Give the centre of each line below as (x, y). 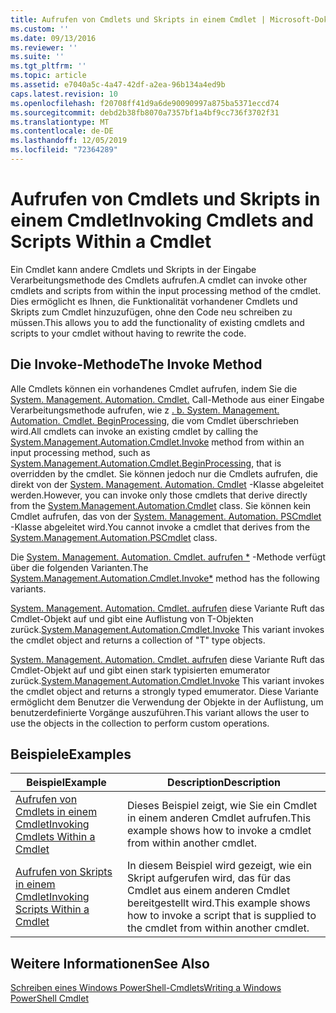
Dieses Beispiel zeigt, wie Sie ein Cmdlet (222, 806)
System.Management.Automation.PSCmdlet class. (114, 537)
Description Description (224, 783)
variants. (28, 588)
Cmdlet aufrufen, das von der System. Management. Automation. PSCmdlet (166, 516)
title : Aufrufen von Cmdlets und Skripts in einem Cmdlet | (138, 19)
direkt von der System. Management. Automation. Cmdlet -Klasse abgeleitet (167, 484)
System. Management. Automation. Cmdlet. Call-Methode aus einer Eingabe (167, 399)
